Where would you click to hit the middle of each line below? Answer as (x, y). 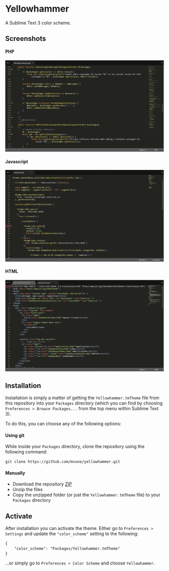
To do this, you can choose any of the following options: (63, 424)
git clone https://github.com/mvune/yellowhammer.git (63, 462)
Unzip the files (27, 490)
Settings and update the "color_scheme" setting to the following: (72, 534)
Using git (15, 435)
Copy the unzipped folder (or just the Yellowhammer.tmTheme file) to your (87, 495)
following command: (26, 452)
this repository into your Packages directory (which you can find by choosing (84, 403)
